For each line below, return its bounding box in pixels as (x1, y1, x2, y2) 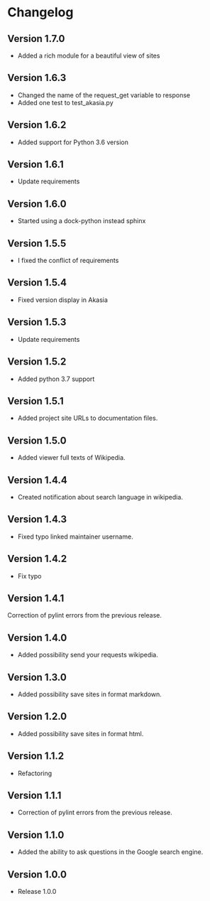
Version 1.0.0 (7, 868, 67, 880)
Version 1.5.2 (7, 356, 67, 368)
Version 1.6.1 (7, 158, 64, 171)
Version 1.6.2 (7, 119, 67, 131)
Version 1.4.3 (7, 513, 67, 526)
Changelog (7, 4, 74, 21)
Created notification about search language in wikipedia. (17, 492, 183, 501)
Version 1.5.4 (7, 276, 67, 288)
